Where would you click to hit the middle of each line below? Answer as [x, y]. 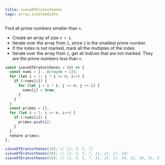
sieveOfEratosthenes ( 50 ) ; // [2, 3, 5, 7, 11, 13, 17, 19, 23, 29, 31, [80, 158]
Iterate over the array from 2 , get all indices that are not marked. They [82, 53]
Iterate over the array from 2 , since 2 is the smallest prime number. [79, 43]
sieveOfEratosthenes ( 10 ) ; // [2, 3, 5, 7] [49, 149]
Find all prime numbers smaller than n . [44, 28]
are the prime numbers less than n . [47, 58]
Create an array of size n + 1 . [42, 38]
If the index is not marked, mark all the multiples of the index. [74, 48]
